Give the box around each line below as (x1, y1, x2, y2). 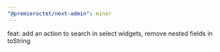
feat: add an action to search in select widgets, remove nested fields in (7, 29, 213, 37)
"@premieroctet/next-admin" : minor (7, 10, 112, 17)
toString (7, 36, 31, 45)
